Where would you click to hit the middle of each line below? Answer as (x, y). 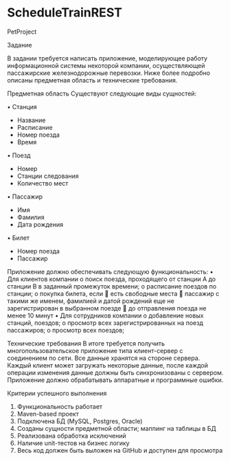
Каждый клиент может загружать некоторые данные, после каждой (107, 365)
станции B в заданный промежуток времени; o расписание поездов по (112, 286)
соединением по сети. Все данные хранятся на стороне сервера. (104, 358)
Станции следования (48, 176)
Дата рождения (40, 224)
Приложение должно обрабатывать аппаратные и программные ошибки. (115, 380)
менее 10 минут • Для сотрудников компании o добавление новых (105, 315)
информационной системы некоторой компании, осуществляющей (106, 65)
